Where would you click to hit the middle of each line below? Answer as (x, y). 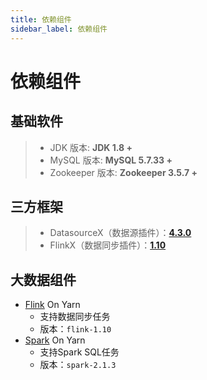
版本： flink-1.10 (75, 329)
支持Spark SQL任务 (79, 352)
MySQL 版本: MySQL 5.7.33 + (111, 160)
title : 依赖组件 (41, 19)
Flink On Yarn (52, 305)
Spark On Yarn (55, 340)
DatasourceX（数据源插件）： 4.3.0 (120, 233)
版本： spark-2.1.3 (78, 365)
